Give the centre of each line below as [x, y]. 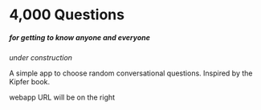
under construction [41, 58]
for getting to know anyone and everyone [80, 37]
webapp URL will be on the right [62, 97]
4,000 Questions [67, 15]
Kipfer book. [30, 82]
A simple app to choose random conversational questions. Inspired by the [131, 73]
